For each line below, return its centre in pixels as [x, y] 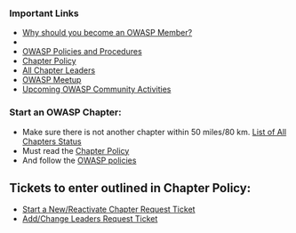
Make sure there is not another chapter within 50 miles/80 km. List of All [154, 132]
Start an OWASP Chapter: [65, 112]
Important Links [44, 13]
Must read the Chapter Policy [76, 150]
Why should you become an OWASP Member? [107, 33]
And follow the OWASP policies [79, 160]
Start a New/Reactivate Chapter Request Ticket [108, 209]
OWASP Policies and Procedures [82, 52]
